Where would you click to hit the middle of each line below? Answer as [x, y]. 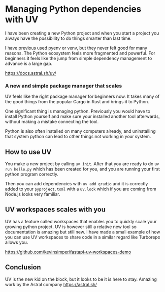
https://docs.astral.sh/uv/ [31, 73]
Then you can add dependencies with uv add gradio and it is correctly [77, 184]
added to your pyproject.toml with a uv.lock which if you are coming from [81, 189]
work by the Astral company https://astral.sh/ [51, 284]
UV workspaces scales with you [55, 210]
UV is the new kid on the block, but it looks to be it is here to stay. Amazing [81, 279]
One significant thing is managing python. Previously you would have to [78, 111]
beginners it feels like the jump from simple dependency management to [79, 58]
